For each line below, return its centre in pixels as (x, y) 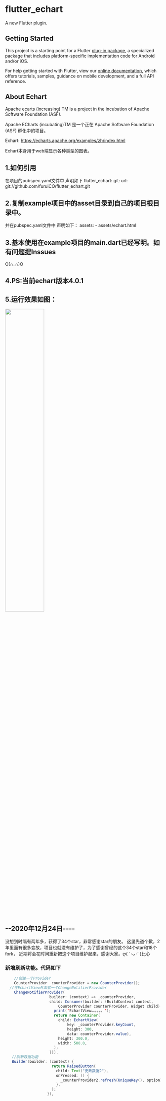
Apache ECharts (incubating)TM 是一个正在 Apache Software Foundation (80, 124)
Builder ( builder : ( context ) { (43, 1062)
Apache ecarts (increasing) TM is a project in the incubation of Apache (77, 109)
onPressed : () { (73, 1075)
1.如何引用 (21, 168)
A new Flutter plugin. (26, 23)
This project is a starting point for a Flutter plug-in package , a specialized (80, 50)
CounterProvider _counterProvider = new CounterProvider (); (77, 983)
